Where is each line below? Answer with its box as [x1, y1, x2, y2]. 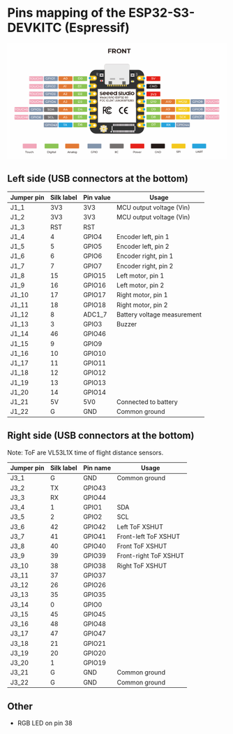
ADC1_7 [83, 310, 107, 319]
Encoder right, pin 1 [116, 252, 174, 260]
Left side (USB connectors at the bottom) [7, 173, 188, 185]
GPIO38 [83, 561, 107, 570]
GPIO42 [83, 522, 107, 531]
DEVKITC [7, 20, 62, 36]
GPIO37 [83, 571, 107, 580]
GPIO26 [83, 581, 107, 589]
